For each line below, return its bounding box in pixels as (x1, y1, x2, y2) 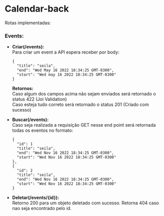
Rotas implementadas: (5, 20, 51, 26)
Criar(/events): (12, 44, 44, 50)
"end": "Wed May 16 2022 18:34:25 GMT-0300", (17, 68, 114, 73)
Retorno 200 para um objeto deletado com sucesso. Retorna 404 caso (12, 200, 159, 206)
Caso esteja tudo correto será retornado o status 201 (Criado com (12, 101, 149, 107)
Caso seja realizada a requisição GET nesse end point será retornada (12, 122, 156, 128)
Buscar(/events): (12, 117, 49, 123)
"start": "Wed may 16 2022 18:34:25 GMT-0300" (17, 72, 117, 77)
